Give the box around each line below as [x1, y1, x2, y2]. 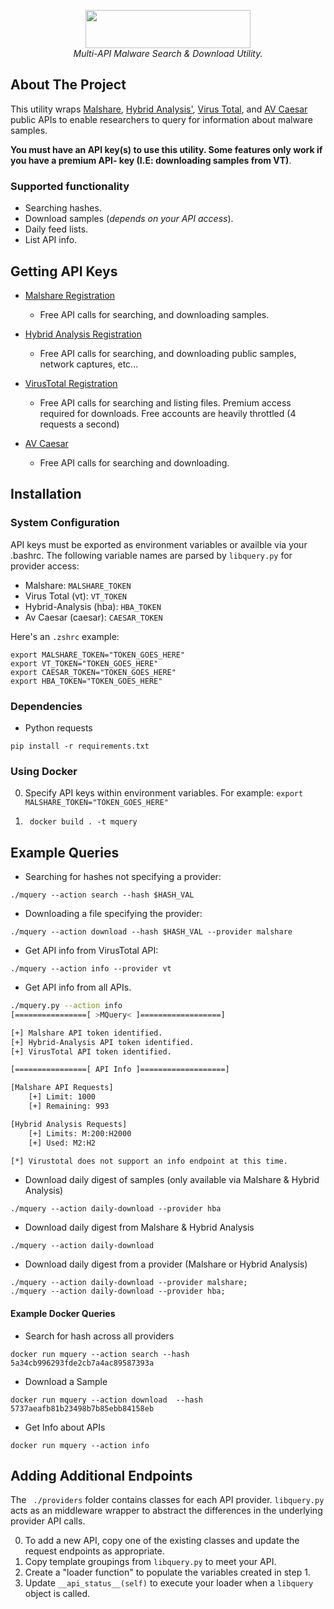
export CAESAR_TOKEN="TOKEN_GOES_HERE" [10, 667, 177, 677]
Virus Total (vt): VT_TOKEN [24, 590, 128, 602]
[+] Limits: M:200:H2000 [28, 1128, 132, 1139]
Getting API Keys [10, 263, 118, 280]
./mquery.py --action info [10, 1001, 123, 1011]
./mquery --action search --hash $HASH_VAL [10, 890, 195, 900]
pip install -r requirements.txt [10, 741, 150, 751]
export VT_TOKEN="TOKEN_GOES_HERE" [10, 658, 159, 669]
